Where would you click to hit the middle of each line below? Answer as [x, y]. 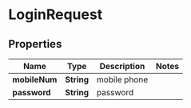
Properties [35, 44]
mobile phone [122, 79]
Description [122, 66]
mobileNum [35, 79]
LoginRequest [56, 15]
